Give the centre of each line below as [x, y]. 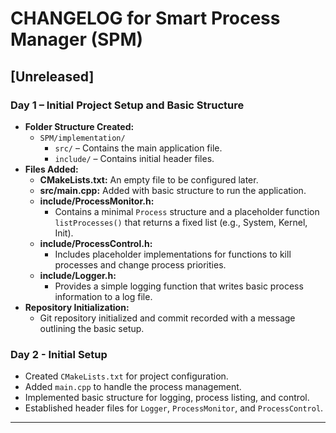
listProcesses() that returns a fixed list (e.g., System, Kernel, [181, 222]
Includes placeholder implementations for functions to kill [173, 254]
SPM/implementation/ [82, 138]
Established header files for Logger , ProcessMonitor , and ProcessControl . [174, 408]
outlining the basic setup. [92, 328]
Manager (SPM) [77, 39]
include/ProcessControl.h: [96, 243]
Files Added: [51, 169]
